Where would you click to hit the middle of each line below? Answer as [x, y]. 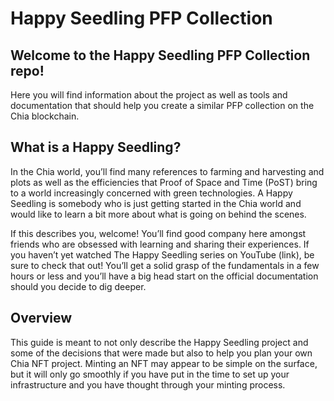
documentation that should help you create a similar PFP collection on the [162, 105]
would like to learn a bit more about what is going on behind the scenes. [158, 214]
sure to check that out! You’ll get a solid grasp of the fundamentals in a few [165, 265]
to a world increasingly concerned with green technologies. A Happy [151, 193]
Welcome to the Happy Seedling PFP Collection [160, 55]
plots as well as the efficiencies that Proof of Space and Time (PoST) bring [164, 182]
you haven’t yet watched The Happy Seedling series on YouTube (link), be [162, 254]
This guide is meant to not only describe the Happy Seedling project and [159, 342]
